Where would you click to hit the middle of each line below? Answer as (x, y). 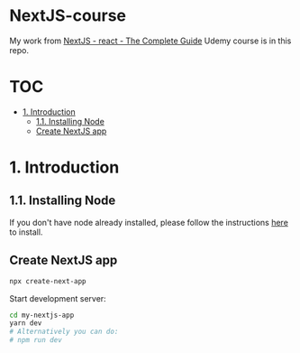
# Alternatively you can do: (64, 332)
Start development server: (58, 298)
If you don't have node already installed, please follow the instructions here (149, 222)
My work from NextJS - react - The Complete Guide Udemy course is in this (150, 41)
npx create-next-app (48, 281)
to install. (26, 232)
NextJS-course (68, 16)
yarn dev (26, 323)
